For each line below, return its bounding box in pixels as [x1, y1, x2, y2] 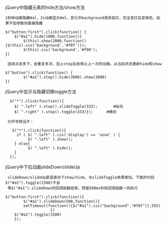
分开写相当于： [7, 119, 34, 124]
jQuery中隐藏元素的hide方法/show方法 [5, 5, 85, 10]
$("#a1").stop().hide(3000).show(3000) [23, 75, 107, 80]
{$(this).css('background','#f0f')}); [5, 43, 87, 48]
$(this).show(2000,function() [23, 38, 87, 43]
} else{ [14, 141, 30, 146]
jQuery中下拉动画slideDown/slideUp [5, 164, 80, 170]
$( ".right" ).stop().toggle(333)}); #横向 [14, 109, 117, 115]
